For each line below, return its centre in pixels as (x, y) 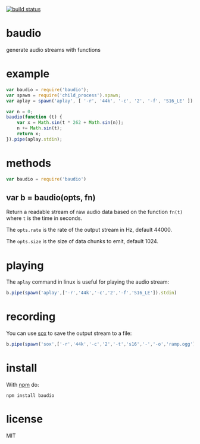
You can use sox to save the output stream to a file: (69, 333)
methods (29, 163)
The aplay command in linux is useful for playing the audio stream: (88, 282)
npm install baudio (30, 395)
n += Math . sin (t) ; (40, 128)
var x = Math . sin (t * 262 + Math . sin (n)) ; (70, 123)
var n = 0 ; (20, 111)
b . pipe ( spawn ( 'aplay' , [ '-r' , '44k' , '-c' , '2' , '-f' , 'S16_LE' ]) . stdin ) (92, 293)
